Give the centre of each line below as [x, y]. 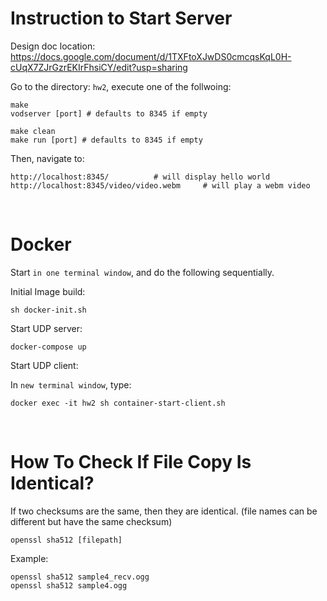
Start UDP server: [46, 328]
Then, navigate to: [47, 158]
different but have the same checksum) [91, 521]
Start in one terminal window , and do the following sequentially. [142, 272]
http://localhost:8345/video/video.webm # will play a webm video [160, 185]
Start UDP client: [44, 365]
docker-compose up [48, 347]
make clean [33, 131]
